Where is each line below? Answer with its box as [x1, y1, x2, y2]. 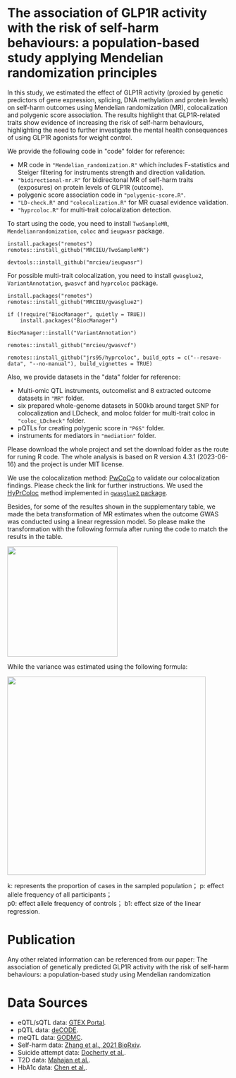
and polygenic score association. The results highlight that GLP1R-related [7, 111, 221, 119]
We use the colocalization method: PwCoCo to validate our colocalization [7, 473, 221, 482]
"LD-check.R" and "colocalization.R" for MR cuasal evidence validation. [17, 198, 229, 206]
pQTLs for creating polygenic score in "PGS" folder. [17, 423, 166, 432]
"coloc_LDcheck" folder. [17, 416, 86, 425]
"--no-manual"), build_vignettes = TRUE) [29, 360, 153, 368]
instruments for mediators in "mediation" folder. [17, 431, 156, 440]
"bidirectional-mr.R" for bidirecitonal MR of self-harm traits [17, 175, 194, 184]
